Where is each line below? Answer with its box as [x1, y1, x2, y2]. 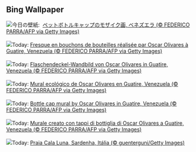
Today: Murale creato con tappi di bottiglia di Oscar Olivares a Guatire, [12, 119, 184, 127]
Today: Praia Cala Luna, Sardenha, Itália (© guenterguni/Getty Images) [12, 139, 185, 146]
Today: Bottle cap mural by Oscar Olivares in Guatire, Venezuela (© [12, 100, 177, 107]
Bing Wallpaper [6, 5, 64, 15]
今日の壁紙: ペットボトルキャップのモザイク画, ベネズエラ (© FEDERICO [12, 21, 190, 28]
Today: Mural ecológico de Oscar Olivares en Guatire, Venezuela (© [12, 80, 178, 88]
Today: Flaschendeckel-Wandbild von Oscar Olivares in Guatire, [12, 60, 168, 67]
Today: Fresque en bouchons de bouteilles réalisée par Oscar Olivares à [12, 41, 189, 48]
